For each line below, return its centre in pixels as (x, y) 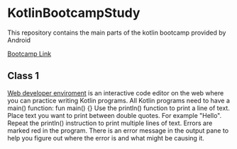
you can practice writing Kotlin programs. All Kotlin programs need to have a (119, 100)
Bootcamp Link (29, 54)
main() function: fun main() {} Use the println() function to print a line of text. (119, 108)
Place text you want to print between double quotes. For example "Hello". (115, 115)
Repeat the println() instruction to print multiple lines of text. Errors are (110, 123)
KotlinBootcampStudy (74, 13)
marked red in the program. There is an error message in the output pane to (118, 130)
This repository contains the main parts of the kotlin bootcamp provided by (117, 32)
